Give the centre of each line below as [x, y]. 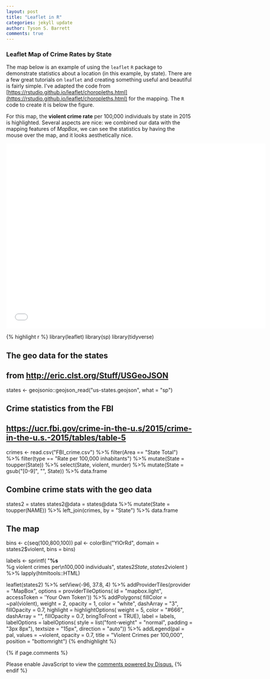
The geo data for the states [57, 355]
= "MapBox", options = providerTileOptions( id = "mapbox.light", [84, 591]
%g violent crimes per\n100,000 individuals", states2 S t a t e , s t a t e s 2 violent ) [97, 567]
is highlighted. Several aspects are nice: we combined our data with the [93, 123]
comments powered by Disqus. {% [140, 664]
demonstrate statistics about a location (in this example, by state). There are [99, 73]
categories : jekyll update [39, 22]
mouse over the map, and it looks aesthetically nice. [70, 135]
